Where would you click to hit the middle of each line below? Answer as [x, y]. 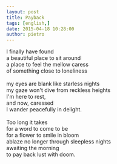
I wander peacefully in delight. [44, 110]
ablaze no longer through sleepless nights [59, 142]
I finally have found [30, 51]
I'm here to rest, [26, 97]
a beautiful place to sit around [43, 58]
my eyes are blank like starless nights [53, 84]
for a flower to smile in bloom [43, 135]
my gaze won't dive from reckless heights [59, 90]
